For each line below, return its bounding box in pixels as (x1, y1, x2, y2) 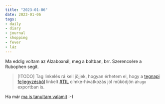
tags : (5, 16, 16, 21)
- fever (5, 40, 21, 45)
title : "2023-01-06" (5, 7, 48, 12)
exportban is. (17, 83, 45, 90)
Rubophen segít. (5, 63, 39, 69)
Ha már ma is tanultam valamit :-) (5, 93, 74, 99)
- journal (5, 30, 26, 35)
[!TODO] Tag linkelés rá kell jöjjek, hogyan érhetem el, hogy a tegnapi (17, 73, 160, 79)
